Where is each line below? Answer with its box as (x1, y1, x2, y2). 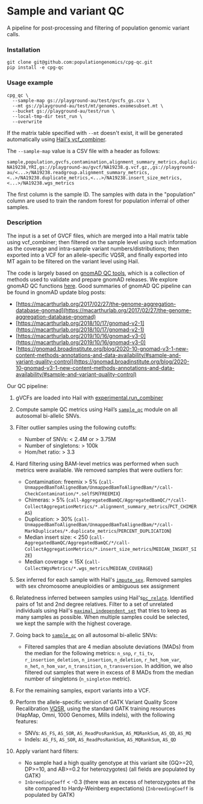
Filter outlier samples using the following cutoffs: (15, 424, 137, 431)
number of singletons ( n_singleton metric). (24, 675, 132, 682)
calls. (7, 30, 20, 37)
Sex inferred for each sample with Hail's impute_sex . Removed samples (15, 576, 192, 583)
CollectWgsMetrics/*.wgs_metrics (24, 565, 109, 571)
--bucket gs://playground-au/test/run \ (12, 108, 115, 114)
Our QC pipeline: (7, 382, 49, 389)
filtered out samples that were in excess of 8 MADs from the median (24, 668, 194, 676)
